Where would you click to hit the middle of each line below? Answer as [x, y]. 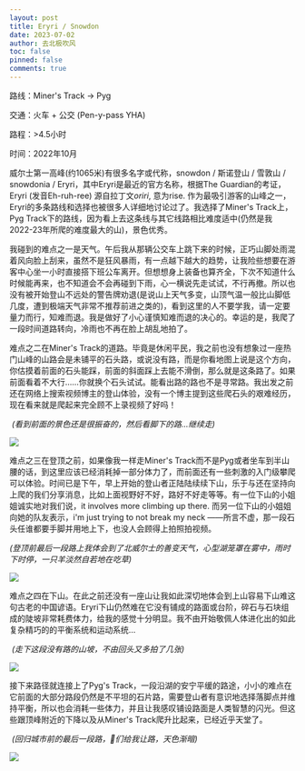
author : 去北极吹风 [43, 43]
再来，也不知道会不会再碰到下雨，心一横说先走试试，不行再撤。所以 [160, 283]
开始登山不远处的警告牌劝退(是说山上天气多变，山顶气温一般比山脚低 [162, 294]
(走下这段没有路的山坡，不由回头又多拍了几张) [98, 649]
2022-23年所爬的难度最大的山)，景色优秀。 [91, 229]
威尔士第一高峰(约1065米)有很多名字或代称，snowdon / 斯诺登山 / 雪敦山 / [148, 173]
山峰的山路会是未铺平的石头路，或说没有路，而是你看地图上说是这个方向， [156, 359]
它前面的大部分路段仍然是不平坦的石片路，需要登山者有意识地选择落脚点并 [148, 696]
